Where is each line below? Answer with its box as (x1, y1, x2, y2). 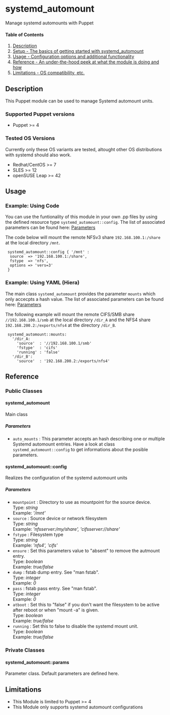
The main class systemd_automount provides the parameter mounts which (5, 290, 156, 297)
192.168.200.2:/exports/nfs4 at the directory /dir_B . (5, 322, 116, 328)
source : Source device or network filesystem (12, 516, 108, 522)
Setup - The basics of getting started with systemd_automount (12, 48, 144, 54)
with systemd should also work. (5, 152, 72, 158)
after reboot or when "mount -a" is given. (12, 607, 99, 613)
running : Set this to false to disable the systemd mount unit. (12, 623, 139, 629)
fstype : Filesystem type (12, 531, 63, 538)
